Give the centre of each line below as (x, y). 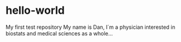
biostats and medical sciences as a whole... (59, 33)
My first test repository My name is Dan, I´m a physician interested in (90, 27)
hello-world (35, 10)
